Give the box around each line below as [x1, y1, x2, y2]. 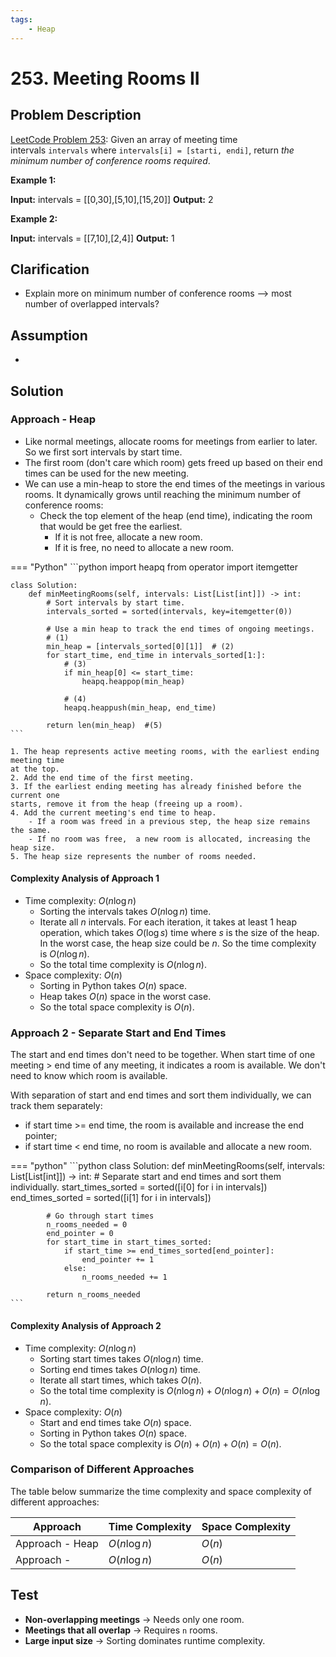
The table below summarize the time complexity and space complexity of [10, 1485, 313, 1497]
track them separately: [10, 1100, 103, 1112]
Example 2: [10, 212, 58, 225]
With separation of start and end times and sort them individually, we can [10, 1089, 312, 1101]
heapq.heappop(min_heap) [81, 676, 186, 686]
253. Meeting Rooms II [10, 67, 200, 90]
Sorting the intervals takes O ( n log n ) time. [39, 906, 212, 918]
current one [10, 790, 60, 800]
